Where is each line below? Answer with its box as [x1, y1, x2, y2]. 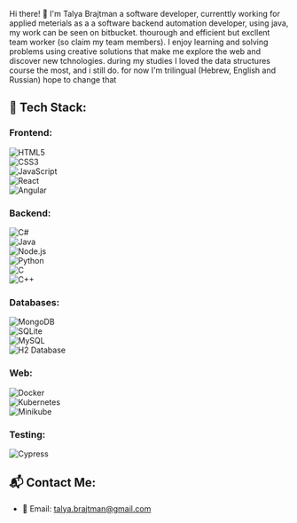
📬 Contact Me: [9, 475, 96, 490]
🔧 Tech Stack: [9, 100, 87, 115]
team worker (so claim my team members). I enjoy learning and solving [9, 36, 269, 47]
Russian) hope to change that [9, 75, 117, 84]
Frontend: [9, 127, 53, 139]
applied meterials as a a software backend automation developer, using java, [9, 18, 289, 28]
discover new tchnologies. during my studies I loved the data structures [9, 56, 270, 66]
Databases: [9, 296, 60, 308]
